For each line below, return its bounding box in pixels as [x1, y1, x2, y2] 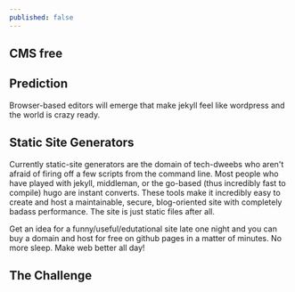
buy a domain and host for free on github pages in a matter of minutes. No [9, 232, 283, 243]
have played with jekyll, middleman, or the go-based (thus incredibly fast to [9, 177, 287, 188]
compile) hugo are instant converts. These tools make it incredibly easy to [9, 187, 281, 198]
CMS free [9, 46, 63, 61]
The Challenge [9, 268, 93, 283]
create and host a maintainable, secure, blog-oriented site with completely [9, 197, 283, 207]
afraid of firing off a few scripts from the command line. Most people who [9, 168, 279, 179]
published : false [9, 12, 74, 22]
